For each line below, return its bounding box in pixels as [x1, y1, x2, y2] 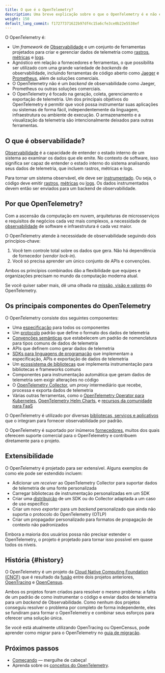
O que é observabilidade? [5, 136, 85, 145]
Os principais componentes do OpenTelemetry [5, 302, 151, 310]
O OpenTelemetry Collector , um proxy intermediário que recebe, [12, 382, 142, 388]
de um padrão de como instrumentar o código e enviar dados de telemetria [5, 594, 157, 600]
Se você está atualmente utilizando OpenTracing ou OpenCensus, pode [5, 625, 150, 631]
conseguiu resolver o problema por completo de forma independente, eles [5, 605, 156, 610]
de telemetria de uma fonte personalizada [12, 485, 97, 491]
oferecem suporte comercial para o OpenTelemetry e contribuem [5, 432, 137, 438]
